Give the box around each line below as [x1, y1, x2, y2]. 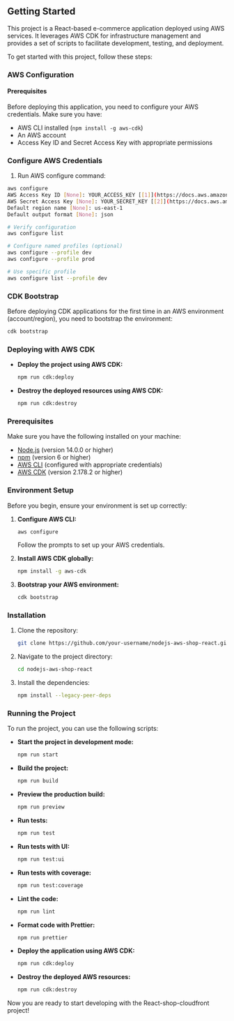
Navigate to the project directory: [17, 652, 113, 661]
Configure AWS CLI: [17, 515, 77, 523]
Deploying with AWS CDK [7, 345, 95, 354]
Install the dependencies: [17, 679, 91, 687]
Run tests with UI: [17, 842, 70, 850]
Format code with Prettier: [17, 921, 95, 929]
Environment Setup [7, 485, 75, 495]
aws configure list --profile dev [7, 275, 108, 282]
